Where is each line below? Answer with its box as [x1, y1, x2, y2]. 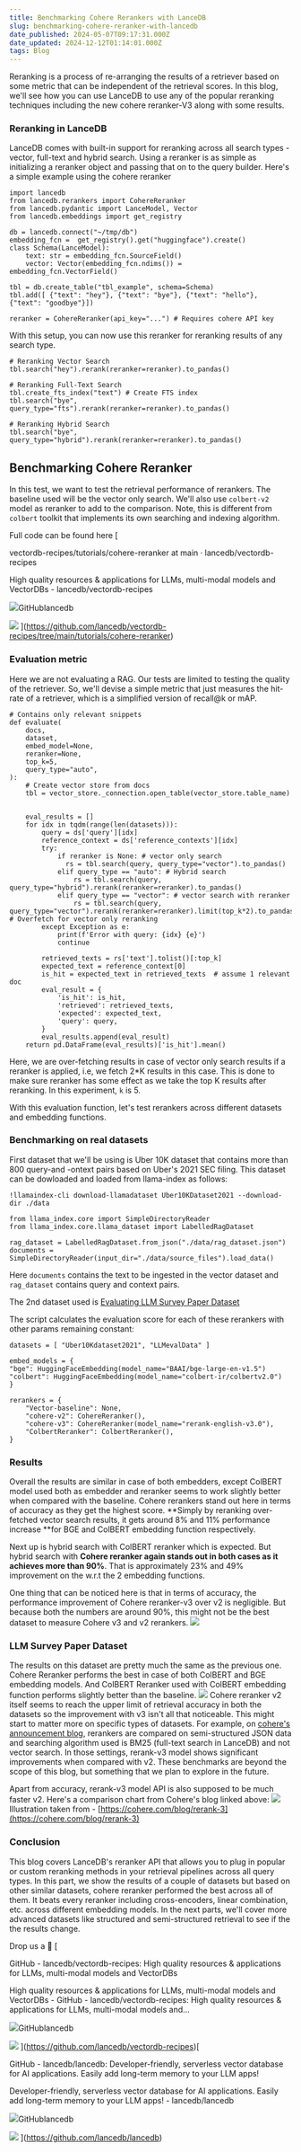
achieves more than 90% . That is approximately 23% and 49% [9, 1561, 245, 1572]
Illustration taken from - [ [9, 1803, 101, 1815]
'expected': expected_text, [56, 1008, 163, 1018]
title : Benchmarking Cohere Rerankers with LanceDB [9, 13, 206, 22]
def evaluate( [9, 718, 63, 727]
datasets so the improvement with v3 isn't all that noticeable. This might [9, 1709, 275, 1720]
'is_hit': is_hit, [56, 993, 126, 1002]
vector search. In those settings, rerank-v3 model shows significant [9, 1747, 258, 1758]
